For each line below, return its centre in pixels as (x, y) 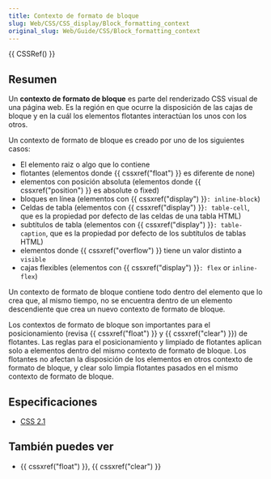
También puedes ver (61, 447)
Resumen (33, 79)
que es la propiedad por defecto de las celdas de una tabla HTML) (131, 216)
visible (33, 260)
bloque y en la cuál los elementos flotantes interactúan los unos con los (127, 116)
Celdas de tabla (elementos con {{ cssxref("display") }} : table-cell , (135, 208)
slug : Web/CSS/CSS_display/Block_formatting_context (99, 23)
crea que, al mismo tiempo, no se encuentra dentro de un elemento (121, 301)
